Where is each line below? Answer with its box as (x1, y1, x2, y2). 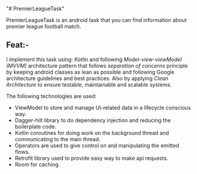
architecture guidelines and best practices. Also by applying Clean (6, 74, 169, 82)
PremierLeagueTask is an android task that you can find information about (6, 17, 187, 23)
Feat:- (6, 40, 30, 50)
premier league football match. (6, 23, 81, 30)
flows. (14, 148, 30, 155)
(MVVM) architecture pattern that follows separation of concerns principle (6, 62, 188, 69)
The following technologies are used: (6, 92, 97, 100)
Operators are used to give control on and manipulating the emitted (14, 142, 180, 149)
